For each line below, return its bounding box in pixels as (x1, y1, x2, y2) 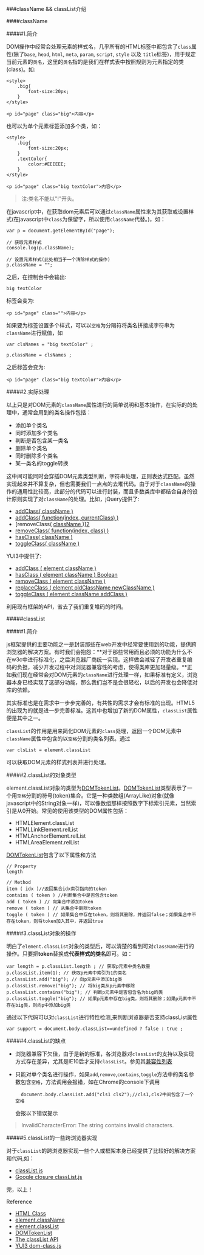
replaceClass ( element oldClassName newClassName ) (15, 584, 155, 591)
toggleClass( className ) (15, 540, 80, 547)
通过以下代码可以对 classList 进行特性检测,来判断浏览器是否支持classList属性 (6, 1013, 198, 1021)
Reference (6, 1198, 32, 1205)
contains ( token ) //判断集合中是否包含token (6, 892, 118, 899)
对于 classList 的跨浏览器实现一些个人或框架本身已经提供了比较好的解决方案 (6, 1147, 196, 1154)
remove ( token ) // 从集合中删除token (6, 905, 102, 911)
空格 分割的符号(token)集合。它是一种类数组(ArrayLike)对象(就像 (17, 792, 175, 799)
